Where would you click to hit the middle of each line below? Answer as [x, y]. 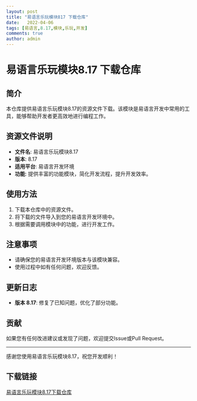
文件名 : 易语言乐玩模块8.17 [46, 151]
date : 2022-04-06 [30, 22]
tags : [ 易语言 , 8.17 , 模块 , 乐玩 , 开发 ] [47, 28]
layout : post [22, 11]
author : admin [23, 39]
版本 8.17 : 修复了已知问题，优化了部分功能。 [68, 303]
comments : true [25, 34]
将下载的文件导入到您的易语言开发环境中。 [66, 217]
